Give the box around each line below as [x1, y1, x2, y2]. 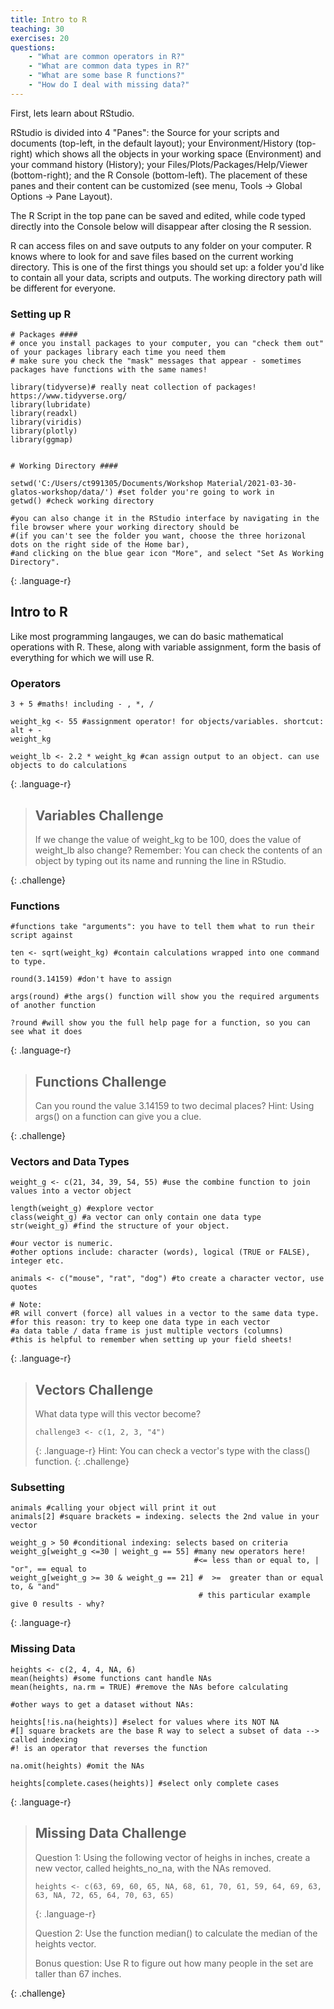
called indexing [10, 1734, 78, 1745]
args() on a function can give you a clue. [34, 1111, 202, 1123]
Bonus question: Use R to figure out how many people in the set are [34, 1957, 314, 1969]
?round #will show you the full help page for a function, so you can [10, 1018, 311, 1028]
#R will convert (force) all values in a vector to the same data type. [10, 1309, 320, 1319]
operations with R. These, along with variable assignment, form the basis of [10, 641, 322, 653]
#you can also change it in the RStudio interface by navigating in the [10, 514, 320, 524]
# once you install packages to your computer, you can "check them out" [10, 339, 325, 349]
